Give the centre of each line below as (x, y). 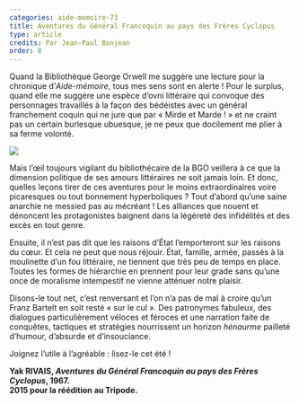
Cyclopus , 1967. (40, 381)
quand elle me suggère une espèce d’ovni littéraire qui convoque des (137, 96)
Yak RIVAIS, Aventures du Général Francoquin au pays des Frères (134, 371)
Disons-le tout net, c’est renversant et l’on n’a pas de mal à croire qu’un (141, 298)
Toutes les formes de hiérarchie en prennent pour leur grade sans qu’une (145, 271)
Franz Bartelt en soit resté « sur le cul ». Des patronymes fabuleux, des (141, 308)
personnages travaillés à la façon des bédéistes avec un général (128, 105)
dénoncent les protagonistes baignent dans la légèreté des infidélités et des (149, 215)
